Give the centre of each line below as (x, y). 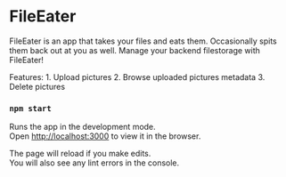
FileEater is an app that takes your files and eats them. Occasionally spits (143, 41)
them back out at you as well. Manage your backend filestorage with (135, 50)
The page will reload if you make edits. (80, 154)
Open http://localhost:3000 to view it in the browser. (105, 136)
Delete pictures (37, 86)
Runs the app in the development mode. (82, 127)
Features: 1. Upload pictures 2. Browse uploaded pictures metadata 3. (137, 76)
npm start (30, 108)
